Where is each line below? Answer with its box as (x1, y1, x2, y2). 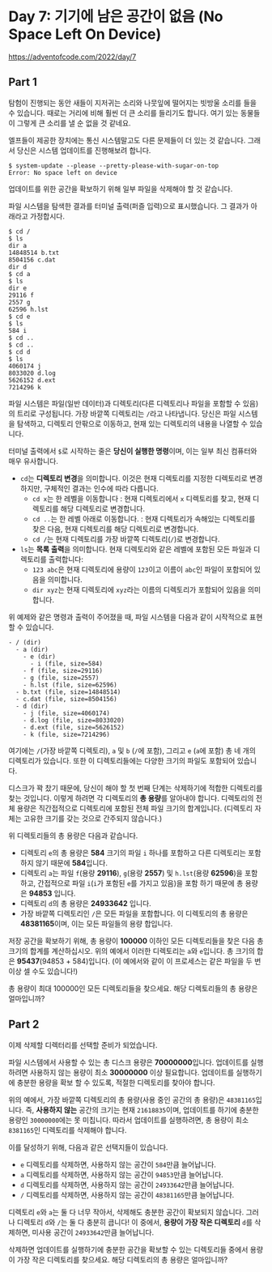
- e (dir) (23, 653, 57, 661)
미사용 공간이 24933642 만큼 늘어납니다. (32, 1227, 155, 1237)
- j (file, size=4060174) (23, 709, 111, 717)
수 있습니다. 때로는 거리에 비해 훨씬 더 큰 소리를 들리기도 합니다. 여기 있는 (8, 108, 239, 117)
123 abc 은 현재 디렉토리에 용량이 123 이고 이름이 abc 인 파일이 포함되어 (32, 564, 253, 574)
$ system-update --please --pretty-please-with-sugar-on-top (8, 161, 219, 170)
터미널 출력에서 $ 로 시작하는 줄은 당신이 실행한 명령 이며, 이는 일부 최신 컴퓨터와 (8, 446, 257, 456)
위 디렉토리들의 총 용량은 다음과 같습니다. (8, 831, 138, 840)
